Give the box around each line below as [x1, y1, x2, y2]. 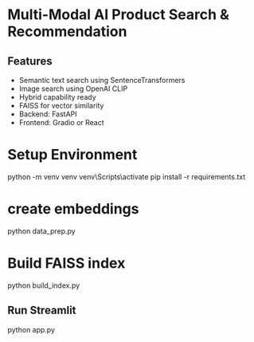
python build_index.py [7, 281, 80, 290]
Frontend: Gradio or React [18, 118, 104, 127]
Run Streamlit [7, 304, 76, 317]
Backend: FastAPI [18, 109, 77, 119]
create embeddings [7, 200, 139, 218]
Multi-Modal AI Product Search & [7, 6, 230, 24]
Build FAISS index [7, 254, 126, 273]
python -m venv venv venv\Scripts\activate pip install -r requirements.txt [7, 171, 246, 181]
